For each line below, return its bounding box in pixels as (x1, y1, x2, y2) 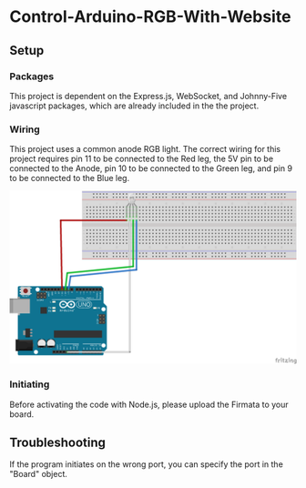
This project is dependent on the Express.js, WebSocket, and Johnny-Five (9, 90, 288, 101)
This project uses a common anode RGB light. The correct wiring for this (9, 144, 280, 155)
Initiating (9, 378, 50, 391)
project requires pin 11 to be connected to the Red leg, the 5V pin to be (9, 153, 274, 165)
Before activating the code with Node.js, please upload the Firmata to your (9, 399, 289, 410)
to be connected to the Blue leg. (9, 173, 130, 184)
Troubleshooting (9, 435, 107, 451)
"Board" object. (9, 469, 68, 480)
